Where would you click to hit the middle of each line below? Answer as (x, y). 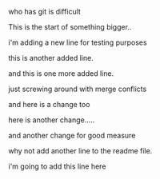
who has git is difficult (45, 12)
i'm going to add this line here (57, 166)
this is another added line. (51, 58)
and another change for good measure (72, 135)
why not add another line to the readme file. (80, 151)
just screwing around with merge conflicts (78, 89)
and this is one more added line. (61, 74)
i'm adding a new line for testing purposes (78, 42)
